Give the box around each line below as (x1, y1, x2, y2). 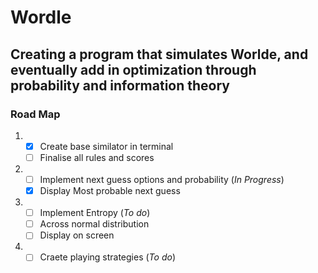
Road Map (10, 107, 61, 121)
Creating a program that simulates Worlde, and (10, 46, 309, 63)
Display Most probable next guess (39, 185, 181, 197)
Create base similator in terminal (39, 140, 174, 152)
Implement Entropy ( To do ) (39, 207, 151, 219)
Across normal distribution (39, 218, 150, 230)
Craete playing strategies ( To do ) (39, 251, 176, 263)
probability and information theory (10, 77, 230, 94)
